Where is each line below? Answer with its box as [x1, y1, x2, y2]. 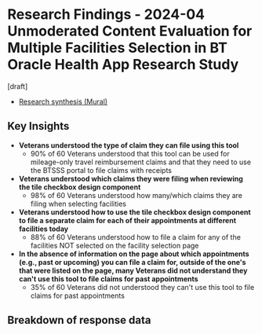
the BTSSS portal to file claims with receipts [30, 165, 173, 174]
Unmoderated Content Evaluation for [7, 22, 253, 40]
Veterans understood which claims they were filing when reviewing [18, 174, 244, 183]
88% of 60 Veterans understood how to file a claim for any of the [30, 232, 241, 241]
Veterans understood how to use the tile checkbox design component [18, 207, 252, 217]
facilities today [18, 224, 68, 233]
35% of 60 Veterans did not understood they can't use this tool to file [30, 282, 255, 292]
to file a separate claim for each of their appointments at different [18, 215, 237, 225]
